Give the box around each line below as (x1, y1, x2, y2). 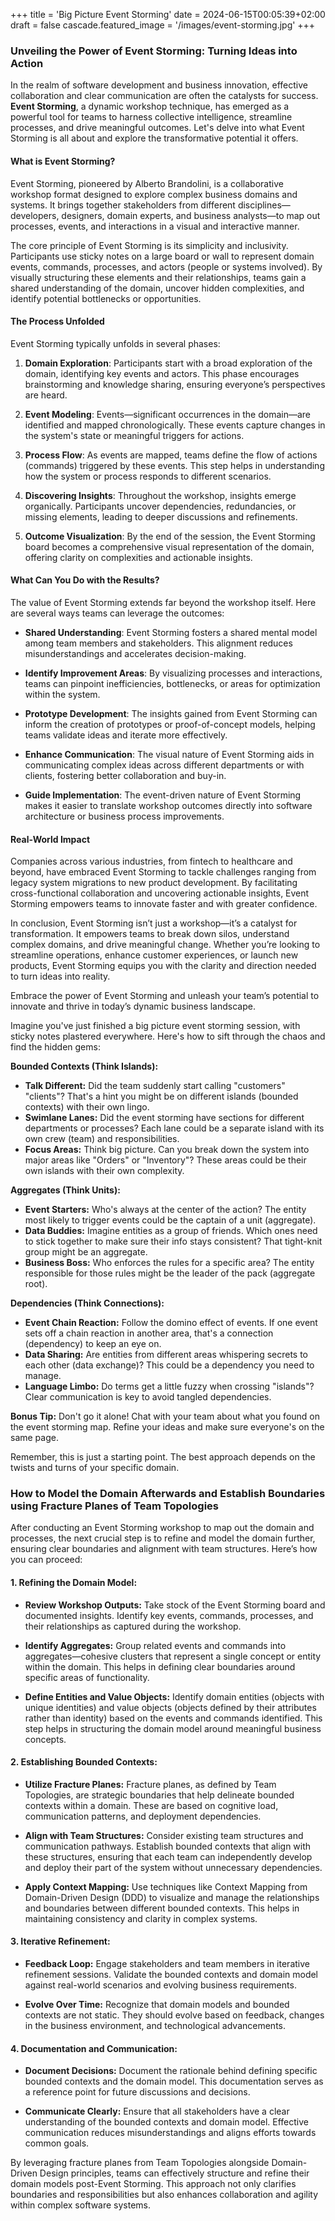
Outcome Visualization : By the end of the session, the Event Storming (24, 530, 316, 542)
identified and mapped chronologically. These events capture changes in (24, 419, 326, 431)
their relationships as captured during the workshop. (24, 1620, 242, 1632)
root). (24, 1278, 48, 1290)
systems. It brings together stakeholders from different (10, 199, 236, 211)
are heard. (24, 389, 68, 401)
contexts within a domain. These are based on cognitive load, (24, 1799, 279, 1811)
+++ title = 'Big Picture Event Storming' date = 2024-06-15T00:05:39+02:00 (10, 9, 326, 20)
